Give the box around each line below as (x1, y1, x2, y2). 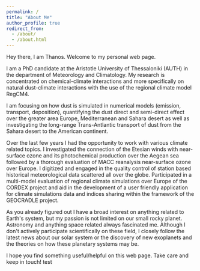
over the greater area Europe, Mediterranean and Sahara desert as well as (6, 115, 190, 122)
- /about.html (11, 37, 47, 43)
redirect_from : (6, 25, 44, 32)
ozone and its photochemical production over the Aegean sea (26, 152, 179, 159)
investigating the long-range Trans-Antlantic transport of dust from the (6, 121, 181, 128)
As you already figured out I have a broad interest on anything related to (6, 209, 184, 215)
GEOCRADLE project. (6, 196, 59, 204)
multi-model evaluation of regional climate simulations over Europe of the (6, 178, 187, 184)
